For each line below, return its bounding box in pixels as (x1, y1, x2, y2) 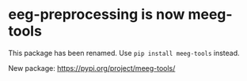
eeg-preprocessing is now (8, 6, 185, 24)
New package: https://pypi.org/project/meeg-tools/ (8, 63, 176, 72)
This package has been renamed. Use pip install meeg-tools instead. (8, 48, 240, 57)
